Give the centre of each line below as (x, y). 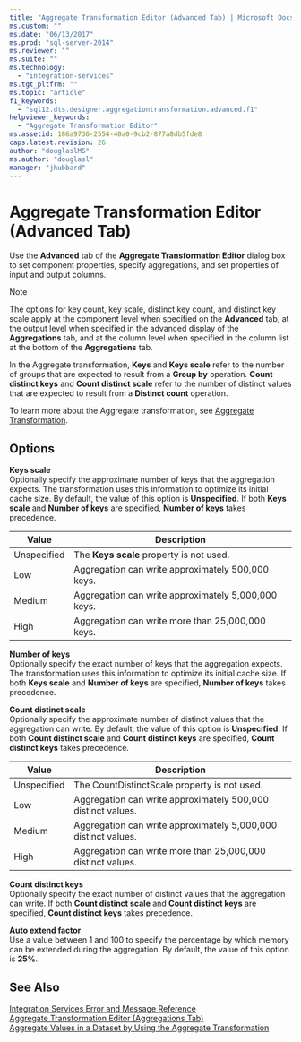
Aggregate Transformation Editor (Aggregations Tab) (107, 1018)
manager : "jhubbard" (48, 168)
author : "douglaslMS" (50, 151)
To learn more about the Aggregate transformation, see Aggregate (132, 411)
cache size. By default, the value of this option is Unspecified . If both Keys (148, 499)
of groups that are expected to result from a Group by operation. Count (141, 375)
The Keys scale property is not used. (151, 555)
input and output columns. (58, 275)
